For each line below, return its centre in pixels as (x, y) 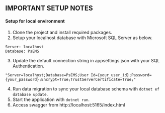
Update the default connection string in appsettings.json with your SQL (86, 60)
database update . (30, 94)
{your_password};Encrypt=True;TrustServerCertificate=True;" (71, 79)
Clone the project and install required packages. (62, 32)
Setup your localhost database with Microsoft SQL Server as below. (82, 38)
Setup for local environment (35, 21)
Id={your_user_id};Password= (121, 75)
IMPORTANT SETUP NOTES (49, 8)
